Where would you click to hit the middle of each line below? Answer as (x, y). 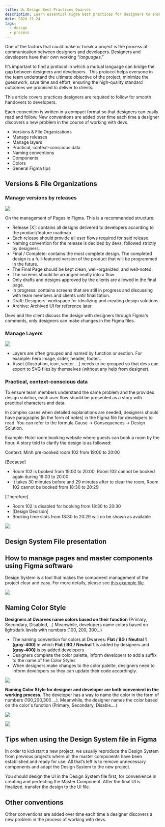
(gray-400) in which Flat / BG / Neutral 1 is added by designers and (81, 645)
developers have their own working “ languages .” (55, 57)
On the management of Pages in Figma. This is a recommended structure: (80, 218)
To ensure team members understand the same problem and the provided (80, 392)
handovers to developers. (31, 102)
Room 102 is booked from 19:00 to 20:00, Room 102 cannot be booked (83, 472)
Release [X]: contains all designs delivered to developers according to (83, 227)
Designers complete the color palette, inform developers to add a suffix (84, 655)
